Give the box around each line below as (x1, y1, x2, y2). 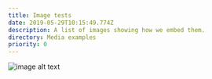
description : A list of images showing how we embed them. (8, 26, 206, 34)
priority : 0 (8, 41, 47, 48)
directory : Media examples (8, 33, 97, 41)
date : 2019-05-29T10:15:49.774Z (8, 19, 114, 27)
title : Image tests (8, 11, 72, 20)
